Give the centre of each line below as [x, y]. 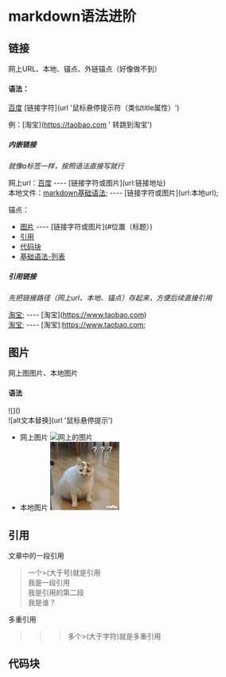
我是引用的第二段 [56, 592]
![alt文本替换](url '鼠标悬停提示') [60, 421]
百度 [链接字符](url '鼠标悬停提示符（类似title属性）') [94, 108]
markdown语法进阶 [72, 16]
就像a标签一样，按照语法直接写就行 [66, 166]
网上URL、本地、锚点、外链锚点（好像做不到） [85, 69]
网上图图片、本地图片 [43, 373]
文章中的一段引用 [36, 555]
